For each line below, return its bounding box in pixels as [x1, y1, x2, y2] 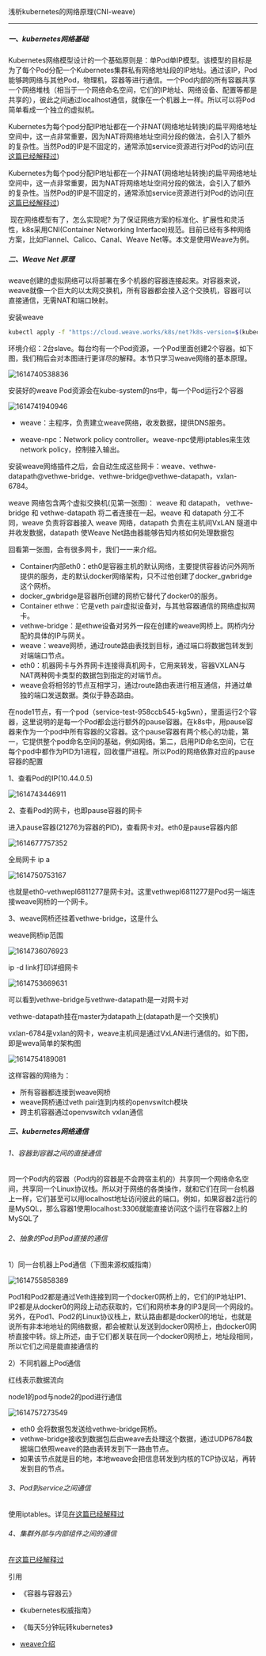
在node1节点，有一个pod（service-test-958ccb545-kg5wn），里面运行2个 [8, 707, 250, 716]
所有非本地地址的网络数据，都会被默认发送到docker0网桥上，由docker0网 [14, 1322, 257, 1331]
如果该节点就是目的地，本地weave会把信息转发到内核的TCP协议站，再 [19, 1453, 249, 1463]
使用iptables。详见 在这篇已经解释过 [8, 1509, 124, 1519]
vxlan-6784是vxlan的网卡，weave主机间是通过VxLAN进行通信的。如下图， [8, 1028, 253, 1038]
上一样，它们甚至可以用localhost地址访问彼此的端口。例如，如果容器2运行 [8, 1194, 251, 1204]
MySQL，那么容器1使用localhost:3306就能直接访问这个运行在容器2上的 [14, 1204, 248, 1214]
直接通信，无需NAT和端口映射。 [8, 296, 113, 305]
